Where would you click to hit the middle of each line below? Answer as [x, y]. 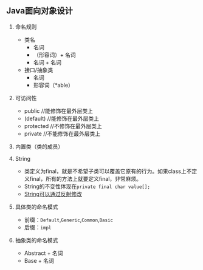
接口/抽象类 [39, 70]
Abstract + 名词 [43, 253]
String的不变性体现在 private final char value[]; [87, 186]
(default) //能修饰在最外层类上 [61, 118]
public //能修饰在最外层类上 [58, 110]
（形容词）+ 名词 [54, 55]
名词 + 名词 [47, 62]
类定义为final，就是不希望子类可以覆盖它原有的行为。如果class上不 [108, 171]
